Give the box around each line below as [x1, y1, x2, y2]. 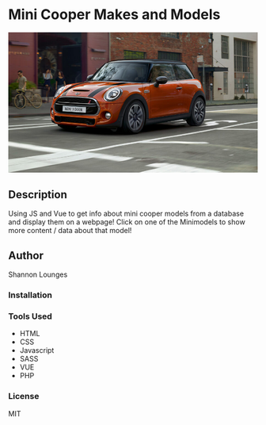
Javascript [19, 346, 55, 355]
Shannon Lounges [8, 270, 68, 279]
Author [8, 248, 44, 262]
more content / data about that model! [8, 226, 132, 235]
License [8, 391, 40, 402]
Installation [8, 289, 53, 301]
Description [8, 188, 67, 201]
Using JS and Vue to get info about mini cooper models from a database [8, 209, 244, 219]
